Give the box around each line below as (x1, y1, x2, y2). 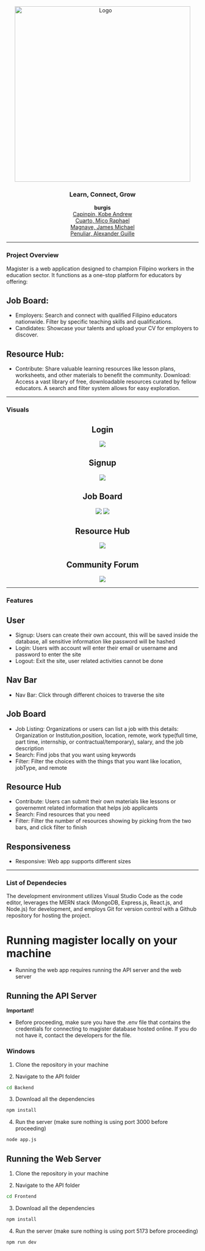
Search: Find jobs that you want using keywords (15, 751, 136, 758)
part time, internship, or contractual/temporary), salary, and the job (15, 738, 184, 745)
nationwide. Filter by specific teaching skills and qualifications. (15, 318, 173, 325)
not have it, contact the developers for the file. (15, 1032, 132, 1039)
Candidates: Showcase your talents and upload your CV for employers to (15, 325, 199, 332)
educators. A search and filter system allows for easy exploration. (15, 385, 181, 392)
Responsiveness (6, 841, 71, 852)
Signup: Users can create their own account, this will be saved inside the (15, 631, 198, 639)
